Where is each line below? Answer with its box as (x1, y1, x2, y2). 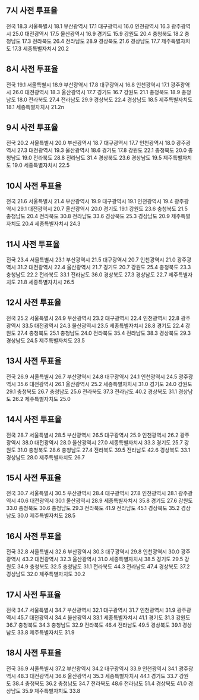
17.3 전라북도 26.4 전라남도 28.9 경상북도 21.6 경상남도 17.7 (21, 38, 160, 45)
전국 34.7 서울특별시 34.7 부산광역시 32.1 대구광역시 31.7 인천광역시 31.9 (6, 606, 176, 614)
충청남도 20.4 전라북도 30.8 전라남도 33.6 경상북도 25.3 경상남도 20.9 (6, 213, 170, 220)
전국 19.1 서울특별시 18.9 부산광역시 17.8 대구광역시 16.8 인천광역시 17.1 (6, 81, 169, 88)
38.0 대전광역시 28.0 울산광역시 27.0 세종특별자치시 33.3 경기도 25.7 (21, 438, 183, 446)
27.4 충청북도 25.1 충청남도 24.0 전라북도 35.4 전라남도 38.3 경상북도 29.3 (17, 329, 191, 337)
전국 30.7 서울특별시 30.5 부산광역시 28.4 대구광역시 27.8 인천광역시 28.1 (6, 490, 177, 497)
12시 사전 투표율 (6, 297, 62, 308)
